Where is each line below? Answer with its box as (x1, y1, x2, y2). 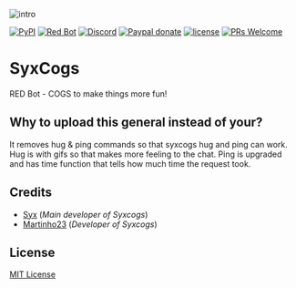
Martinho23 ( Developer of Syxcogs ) (22, 219, 158, 230)
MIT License (9, 269, 56, 280)
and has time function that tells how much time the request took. (9, 158, 251, 169)
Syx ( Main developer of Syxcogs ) (22, 209, 148, 220)
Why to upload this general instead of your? (9, 115, 263, 130)
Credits (9, 185, 53, 201)
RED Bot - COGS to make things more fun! (9, 87, 168, 99)
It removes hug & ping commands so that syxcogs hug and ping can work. (9, 139, 289, 149)
